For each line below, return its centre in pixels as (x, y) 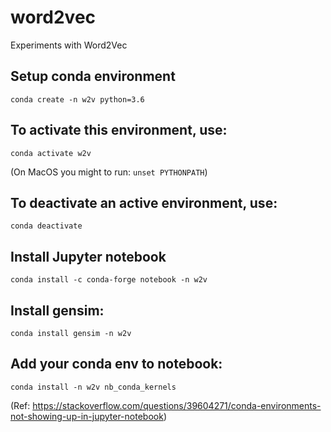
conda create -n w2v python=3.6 (77, 99)
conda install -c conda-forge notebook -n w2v (109, 280)
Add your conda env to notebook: (116, 364)
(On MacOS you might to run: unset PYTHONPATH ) (109, 172)
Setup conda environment (93, 76)
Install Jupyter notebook (88, 256)
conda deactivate (46, 226)
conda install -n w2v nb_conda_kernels (93, 387)
